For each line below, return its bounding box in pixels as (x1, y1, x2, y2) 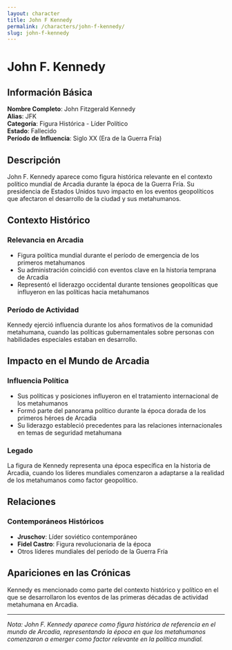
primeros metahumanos (17, 258, 86, 267)
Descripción (7, 154, 61, 166)
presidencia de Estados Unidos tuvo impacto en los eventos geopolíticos (7, 187, 214, 195)
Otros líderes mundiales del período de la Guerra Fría (17, 547, 168, 555)
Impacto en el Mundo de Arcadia (7, 355, 150, 367)
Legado (7, 446, 33, 455)
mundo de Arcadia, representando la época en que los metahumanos (7, 627, 206, 635)
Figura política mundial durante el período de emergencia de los (17, 251, 200, 259)
